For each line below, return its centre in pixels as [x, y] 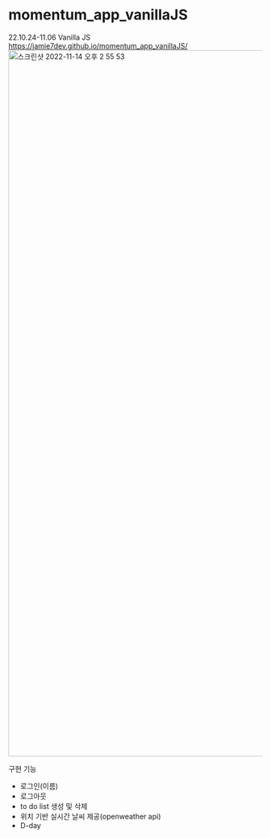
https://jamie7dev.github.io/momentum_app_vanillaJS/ [98, 45]
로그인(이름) [39, 785]
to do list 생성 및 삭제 [54, 806]
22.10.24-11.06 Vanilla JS [50, 37]
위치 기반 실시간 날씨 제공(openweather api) [90, 816]
